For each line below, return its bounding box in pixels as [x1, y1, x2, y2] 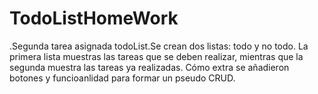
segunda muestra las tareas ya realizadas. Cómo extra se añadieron [9, 61, 290, 73]
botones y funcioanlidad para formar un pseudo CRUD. [9, 72, 236, 84]
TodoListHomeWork [9, 7, 179, 30]
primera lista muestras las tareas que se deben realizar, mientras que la [9, 50, 304, 62]
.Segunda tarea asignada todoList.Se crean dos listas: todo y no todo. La [9, 40, 309, 52]
